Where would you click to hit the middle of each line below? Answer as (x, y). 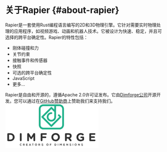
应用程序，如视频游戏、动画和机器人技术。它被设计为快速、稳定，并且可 (88, 31)
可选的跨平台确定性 (32, 73)
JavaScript (23, 78)
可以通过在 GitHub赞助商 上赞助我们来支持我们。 (67, 101)
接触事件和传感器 (30, 60)
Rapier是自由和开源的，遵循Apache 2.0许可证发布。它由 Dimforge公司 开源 (81, 94)
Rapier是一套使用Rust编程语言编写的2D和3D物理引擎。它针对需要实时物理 (81, 25)
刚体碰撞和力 (25, 48)
